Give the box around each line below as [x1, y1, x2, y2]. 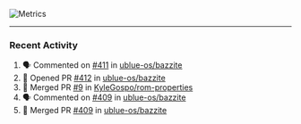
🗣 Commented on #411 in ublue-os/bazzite [21, 60, 183, 70]
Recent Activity [9, 38, 79, 51]
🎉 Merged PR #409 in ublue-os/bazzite [21, 105, 168, 116]
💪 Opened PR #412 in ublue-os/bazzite [21, 72, 166, 84]
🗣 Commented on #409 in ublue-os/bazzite [21, 92, 186, 103]
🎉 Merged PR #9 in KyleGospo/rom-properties [21, 82, 193, 93]
